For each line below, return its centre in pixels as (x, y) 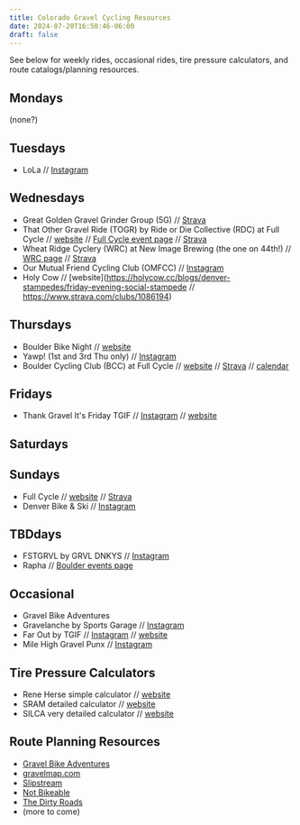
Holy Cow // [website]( (64, 277)
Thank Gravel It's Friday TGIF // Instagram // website (120, 416)
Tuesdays (37, 148)
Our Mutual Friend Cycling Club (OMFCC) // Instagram (123, 268)
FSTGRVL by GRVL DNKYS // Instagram (95, 556)
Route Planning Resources (85, 742)
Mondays (36, 98)
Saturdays (39, 444)
